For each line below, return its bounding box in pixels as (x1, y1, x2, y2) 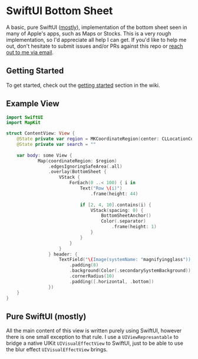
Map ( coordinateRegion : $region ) (37, 158, 117, 164)
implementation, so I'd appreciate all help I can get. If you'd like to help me (6, 36, 187, 43)
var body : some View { (16, 152, 72, 158)
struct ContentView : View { (6, 130, 75, 136)
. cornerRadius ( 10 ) (69, 273, 115, 279)
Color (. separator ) (101, 218, 146, 224)
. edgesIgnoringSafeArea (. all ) (48, 164, 123, 169)
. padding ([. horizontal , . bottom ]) (69, 279, 154, 285)
